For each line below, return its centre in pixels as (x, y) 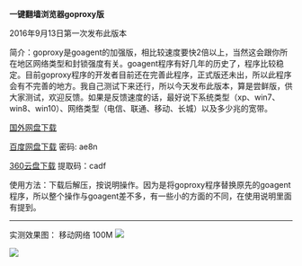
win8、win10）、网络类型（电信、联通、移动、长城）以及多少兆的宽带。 (141, 108)
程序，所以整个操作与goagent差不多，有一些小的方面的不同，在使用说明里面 (151, 196)
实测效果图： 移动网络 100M (61, 235)
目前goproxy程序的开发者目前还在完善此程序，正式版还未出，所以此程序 (158, 75)
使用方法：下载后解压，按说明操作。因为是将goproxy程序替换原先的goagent (150, 185)
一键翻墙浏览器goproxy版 (57, 14)
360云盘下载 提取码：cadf (58, 166)
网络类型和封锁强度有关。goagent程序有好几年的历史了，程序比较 (155, 63)
